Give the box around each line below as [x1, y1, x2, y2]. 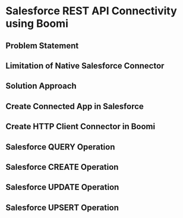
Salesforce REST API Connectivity [5, 4, 177, 18]
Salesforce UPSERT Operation [5, 203, 119, 213]
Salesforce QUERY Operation [5, 142, 115, 152]
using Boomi [5, 17, 69, 30]
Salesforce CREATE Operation [5, 162, 119, 172]
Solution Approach [5, 81, 77, 91]
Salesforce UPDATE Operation [5, 182, 119, 192]
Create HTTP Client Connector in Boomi [5, 122, 156, 132]
